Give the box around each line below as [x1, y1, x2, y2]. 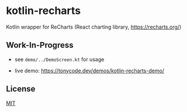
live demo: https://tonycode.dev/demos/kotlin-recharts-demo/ [14, 67, 165, 74]
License [6, 84, 36, 94]
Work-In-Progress [6, 40, 74, 50]
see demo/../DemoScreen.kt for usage [14, 55, 105, 62]
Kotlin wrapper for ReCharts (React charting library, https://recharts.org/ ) [6, 23, 182, 30]
